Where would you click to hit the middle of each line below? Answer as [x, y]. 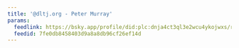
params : [19, 20]
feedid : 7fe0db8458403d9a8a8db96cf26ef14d [78, 34]
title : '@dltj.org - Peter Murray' [60, 14]
